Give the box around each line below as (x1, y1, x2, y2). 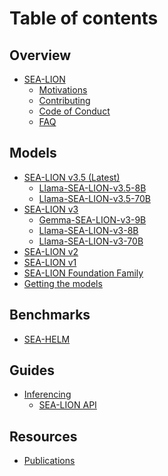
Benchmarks (9, 307, 91, 324)
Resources (9, 428, 78, 445)
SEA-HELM (23, 333, 71, 345)
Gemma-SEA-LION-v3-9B (38, 213, 147, 226)
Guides (9, 362, 56, 379)
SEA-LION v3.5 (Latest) (23, 171, 121, 183)
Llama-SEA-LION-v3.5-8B (38, 182, 147, 194)
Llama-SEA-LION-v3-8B (38, 224, 139, 236)
